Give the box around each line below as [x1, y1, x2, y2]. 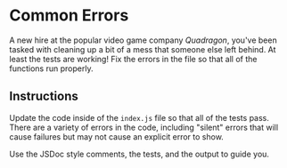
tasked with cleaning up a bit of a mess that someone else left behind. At [9, 44, 276, 54]
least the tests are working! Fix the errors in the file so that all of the [9, 53, 258, 64]
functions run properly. [9, 63, 94, 74]
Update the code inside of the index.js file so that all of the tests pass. [9, 112, 270, 123]
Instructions [9, 89, 78, 104]
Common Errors [9, 5, 129, 26]
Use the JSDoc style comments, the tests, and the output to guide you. [9, 148, 270, 159]
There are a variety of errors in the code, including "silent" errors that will [9, 122, 279, 132]
